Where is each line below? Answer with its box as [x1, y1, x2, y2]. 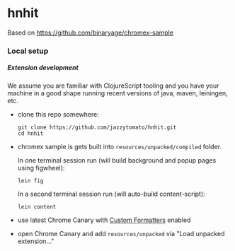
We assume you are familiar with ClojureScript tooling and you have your [7, 81, 219, 90]
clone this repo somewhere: [17, 110, 99, 118]
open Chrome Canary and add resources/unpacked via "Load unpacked [17, 229, 225, 238]
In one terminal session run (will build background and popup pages [17, 156, 217, 164]
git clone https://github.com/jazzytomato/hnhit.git [17, 124, 177, 131]
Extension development [7, 64, 79, 72]
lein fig [17, 177, 44, 185]
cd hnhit [17, 129, 44, 137]
